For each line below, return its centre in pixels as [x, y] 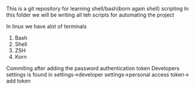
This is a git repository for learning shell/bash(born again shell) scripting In [97, 9]
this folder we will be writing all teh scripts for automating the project [90, 15]
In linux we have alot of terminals [47, 26]
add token [18, 81]
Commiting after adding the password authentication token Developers [93, 68]
